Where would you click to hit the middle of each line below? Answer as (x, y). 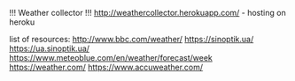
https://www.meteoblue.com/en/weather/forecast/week (111, 58)
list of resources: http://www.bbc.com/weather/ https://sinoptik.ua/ (132, 39)
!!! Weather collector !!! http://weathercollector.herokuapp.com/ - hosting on (147, 13)
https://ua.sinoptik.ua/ (50, 48)
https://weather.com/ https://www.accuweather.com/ (106, 67)
